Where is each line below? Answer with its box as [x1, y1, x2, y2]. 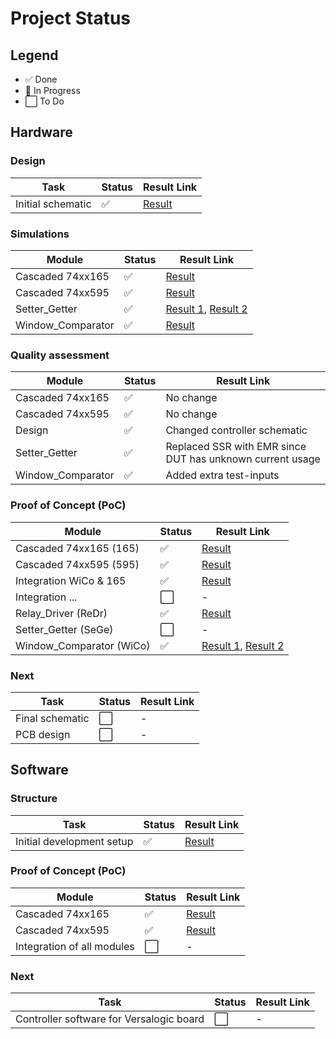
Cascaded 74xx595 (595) [15, 557, 140, 571]
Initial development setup [15, 834, 134, 848]
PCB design [15, 727, 71, 741]
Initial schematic [15, 197, 92, 211]
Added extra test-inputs [165, 468, 280, 482]
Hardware [10, 124, 73, 141]
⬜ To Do [24, 95, 65, 107]
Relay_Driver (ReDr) [15, 606, 108, 620]
